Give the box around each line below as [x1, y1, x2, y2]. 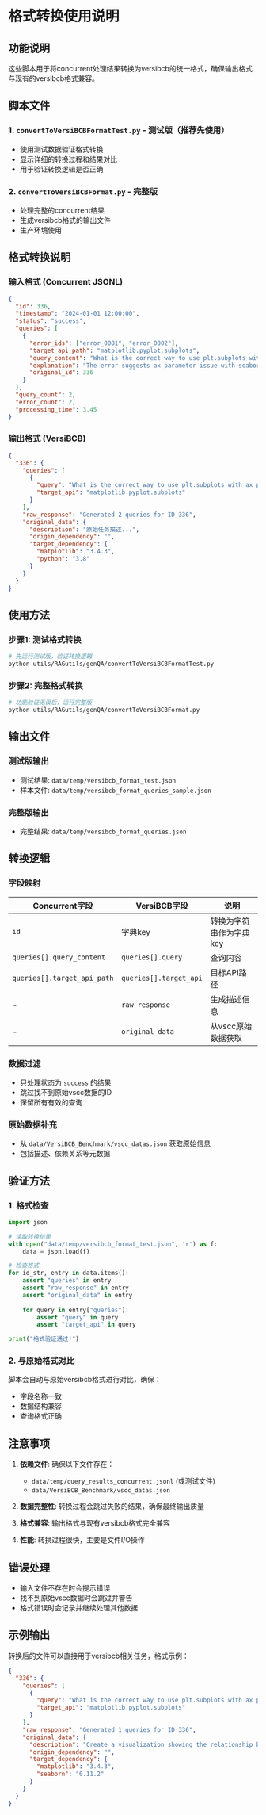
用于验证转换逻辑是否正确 [19, 164, 104, 174]
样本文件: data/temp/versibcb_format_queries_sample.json [19, 785, 211, 795]
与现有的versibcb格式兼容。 [8, 74, 99, 83]
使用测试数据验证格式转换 [19, 144, 104, 154]
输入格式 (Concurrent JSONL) [8, 277, 123, 288]
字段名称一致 [19, 1392, 62, 1401]
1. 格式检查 [8, 1200, 49, 1211]
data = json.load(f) [22, 1247, 90, 1255]
